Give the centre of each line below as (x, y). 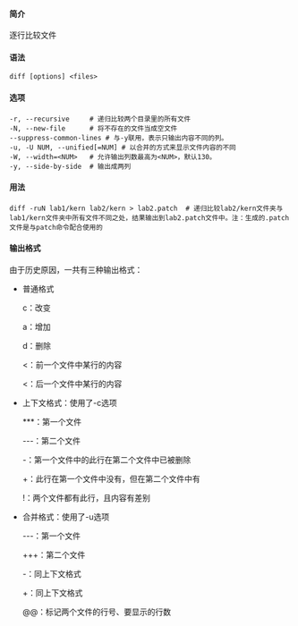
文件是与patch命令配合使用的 (56, 227)
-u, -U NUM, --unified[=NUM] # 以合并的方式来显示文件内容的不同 (123, 148)
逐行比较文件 (33, 35)
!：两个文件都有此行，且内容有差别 (86, 498)
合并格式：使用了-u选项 (66, 517)
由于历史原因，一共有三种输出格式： (76, 270)
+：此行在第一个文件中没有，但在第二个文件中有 (111, 479)
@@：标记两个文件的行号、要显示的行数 (97, 612)
